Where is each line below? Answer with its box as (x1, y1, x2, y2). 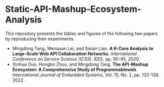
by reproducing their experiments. (5, 36, 75, 42)
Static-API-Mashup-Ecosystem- (5, 3, 142, 15)
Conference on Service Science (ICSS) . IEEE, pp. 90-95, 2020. (12, 56, 140, 62)
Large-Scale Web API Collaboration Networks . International (12, 51, 137, 57)
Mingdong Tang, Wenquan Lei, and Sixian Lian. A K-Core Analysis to (12, 45, 154, 51)
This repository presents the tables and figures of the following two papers (5, 30, 158, 36)
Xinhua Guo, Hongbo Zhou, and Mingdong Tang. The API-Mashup (12, 61, 149, 67)
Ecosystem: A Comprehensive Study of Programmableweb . (12, 66, 138, 73)
